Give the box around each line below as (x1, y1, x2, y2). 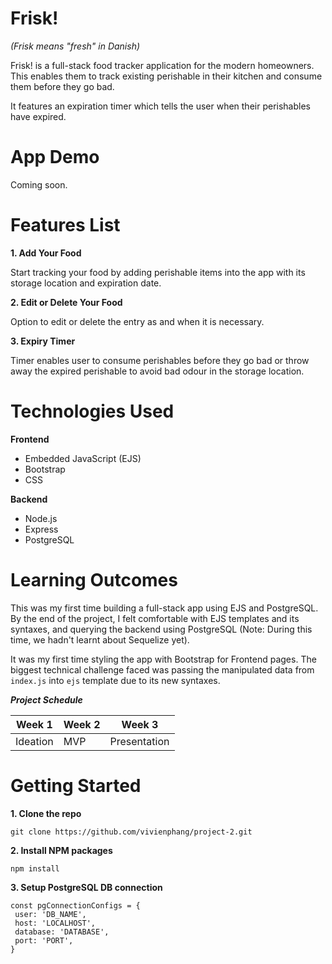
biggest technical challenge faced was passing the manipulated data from (10, 663, 315, 676)
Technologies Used (10, 400, 175, 422)
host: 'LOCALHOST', (14, 918, 97, 928)
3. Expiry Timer (10, 335, 76, 347)
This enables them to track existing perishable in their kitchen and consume (10, 70, 323, 82)
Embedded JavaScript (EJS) (24, 452, 142, 464)
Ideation (15, 734, 54, 748)
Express (24, 523, 59, 535)
